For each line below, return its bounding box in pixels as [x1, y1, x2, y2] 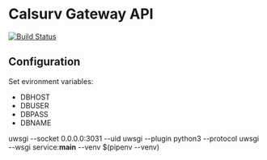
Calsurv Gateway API [8, 5, 154, 23]
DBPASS [19, 109, 49, 119]
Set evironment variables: [8, 76, 94, 86]
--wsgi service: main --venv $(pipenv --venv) [8, 142, 160, 152]
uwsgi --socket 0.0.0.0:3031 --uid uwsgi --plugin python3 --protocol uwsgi [8, 133, 260, 143]
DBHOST [19, 92, 51, 102]
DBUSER [19, 100, 49, 110]
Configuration [8, 55, 81, 69]
